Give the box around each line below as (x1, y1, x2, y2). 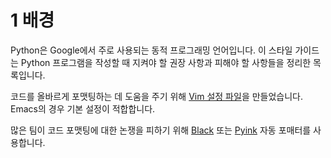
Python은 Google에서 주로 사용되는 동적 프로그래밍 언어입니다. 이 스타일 (10, 44, 293, 56)
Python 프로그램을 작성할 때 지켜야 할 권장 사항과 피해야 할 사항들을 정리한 (20, 56, 312, 68)
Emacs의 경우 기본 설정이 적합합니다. (10, 102, 156, 115)
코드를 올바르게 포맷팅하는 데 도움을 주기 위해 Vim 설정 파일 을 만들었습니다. (10, 90, 304, 102)
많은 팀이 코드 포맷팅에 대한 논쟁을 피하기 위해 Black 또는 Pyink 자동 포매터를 (10, 124, 312, 136)
